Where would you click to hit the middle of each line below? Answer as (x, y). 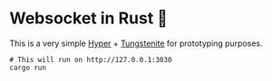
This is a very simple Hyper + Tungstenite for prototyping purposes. (136, 43)
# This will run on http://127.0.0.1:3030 (91, 59)
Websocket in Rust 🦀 (88, 18)
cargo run (28, 67)
